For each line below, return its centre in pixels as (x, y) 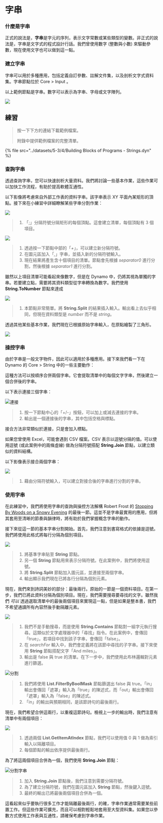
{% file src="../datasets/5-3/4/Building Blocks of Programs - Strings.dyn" (78, 150)
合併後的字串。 (24, 382)
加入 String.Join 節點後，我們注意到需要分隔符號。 (75, 781)
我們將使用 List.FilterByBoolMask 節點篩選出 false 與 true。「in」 (89, 684)
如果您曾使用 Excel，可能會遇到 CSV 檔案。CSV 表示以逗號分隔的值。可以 (79, 439)
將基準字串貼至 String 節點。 (53, 554)
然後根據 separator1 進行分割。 (64, 266)
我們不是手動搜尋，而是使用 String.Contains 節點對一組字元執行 (88, 627)
